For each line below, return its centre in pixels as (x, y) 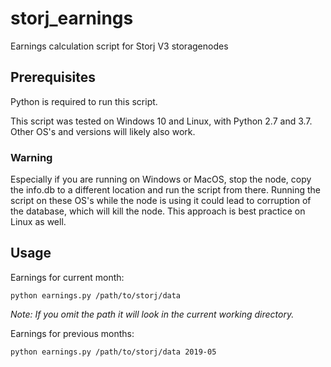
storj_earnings (72, 18)
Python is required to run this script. (84, 101)
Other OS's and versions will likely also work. (103, 131)
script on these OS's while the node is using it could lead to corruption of (161, 201)
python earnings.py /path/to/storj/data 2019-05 (113, 352)
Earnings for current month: (67, 277)
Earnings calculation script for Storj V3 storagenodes (119, 46)
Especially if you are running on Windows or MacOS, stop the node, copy (161, 179)
